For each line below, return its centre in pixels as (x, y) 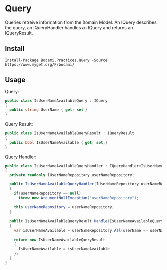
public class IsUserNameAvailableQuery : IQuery (56, 101)
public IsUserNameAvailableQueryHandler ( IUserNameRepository (74, 184)
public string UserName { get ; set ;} (49, 110)
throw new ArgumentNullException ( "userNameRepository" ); (79, 198)
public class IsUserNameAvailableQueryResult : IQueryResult (70, 133)
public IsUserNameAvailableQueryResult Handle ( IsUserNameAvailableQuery (86, 221)
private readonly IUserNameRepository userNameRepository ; (72, 175)
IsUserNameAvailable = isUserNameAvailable (64, 249)
